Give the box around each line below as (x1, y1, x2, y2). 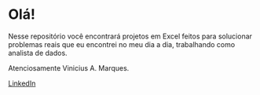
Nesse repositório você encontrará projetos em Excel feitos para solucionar (8, 31, 253, 41)
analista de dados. (8, 48, 68, 57)
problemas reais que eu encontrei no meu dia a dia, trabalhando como (8, 39, 236, 49)
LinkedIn (8, 79, 36, 88)
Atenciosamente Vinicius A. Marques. (8, 63, 130, 72)
